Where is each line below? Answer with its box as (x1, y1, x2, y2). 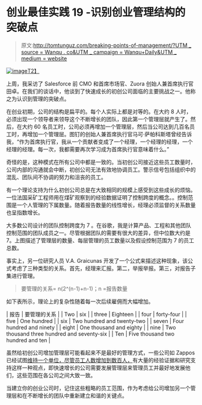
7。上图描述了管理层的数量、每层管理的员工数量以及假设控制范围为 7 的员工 (6, 236, 194, 244)
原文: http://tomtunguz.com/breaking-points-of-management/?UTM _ (20, 42, 192, 49)
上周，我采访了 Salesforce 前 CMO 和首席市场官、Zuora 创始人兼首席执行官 (6, 80, 194, 87)
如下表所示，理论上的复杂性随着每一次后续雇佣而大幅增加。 (6, 298, 154, 305)
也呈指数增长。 (6, 209, 43, 216)
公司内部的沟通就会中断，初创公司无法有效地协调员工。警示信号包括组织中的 (6, 166, 196, 173)
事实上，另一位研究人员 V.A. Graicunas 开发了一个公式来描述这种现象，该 (6, 257, 188, 264)
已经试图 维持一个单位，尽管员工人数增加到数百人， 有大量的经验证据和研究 (6, 356, 191, 363)
